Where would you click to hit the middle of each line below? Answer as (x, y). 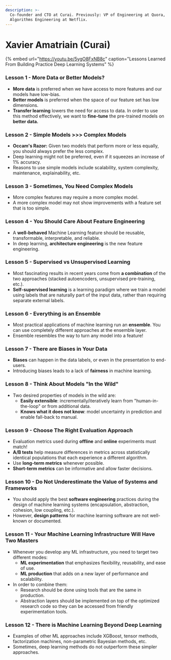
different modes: (30, 557)
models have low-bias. (36, 94)
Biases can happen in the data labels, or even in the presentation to (84, 360)
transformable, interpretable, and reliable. (56, 238)
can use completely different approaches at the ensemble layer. (80, 330)
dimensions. (26, 105)
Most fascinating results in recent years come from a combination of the (89, 273)
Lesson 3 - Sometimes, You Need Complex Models (69, 186)
